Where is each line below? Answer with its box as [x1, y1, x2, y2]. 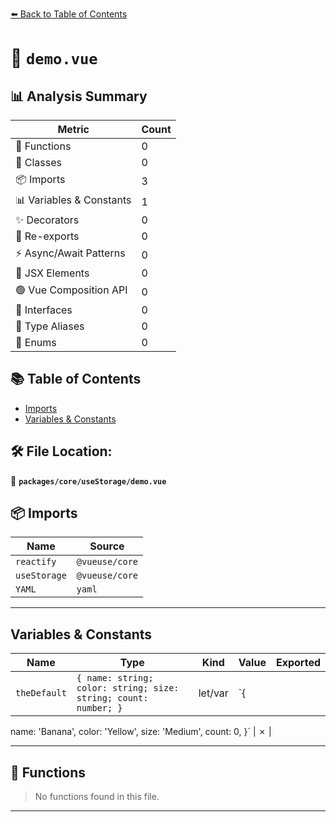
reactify [15, 556, 57, 568]
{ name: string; [76, 673, 154, 684]
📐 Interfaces [15, 303, 73, 317]
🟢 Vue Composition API [15, 283, 128, 297]
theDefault [15, 688, 67, 699]
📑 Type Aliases [15, 319, 85, 333]
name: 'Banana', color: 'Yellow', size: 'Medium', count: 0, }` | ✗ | [10, 726, 272, 738]
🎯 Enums [15, 336, 57, 349]
